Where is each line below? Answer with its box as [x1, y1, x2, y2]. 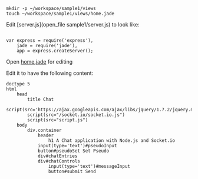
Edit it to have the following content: [6, 69, 94, 77]
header [37, 132, 54, 138]
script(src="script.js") [27, 117, 88, 123]
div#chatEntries [37, 153, 78, 159]
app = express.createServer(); [16, 48, 94, 54]
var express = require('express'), [6, 38, 94, 44]
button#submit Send [48, 168, 96, 174]
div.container [27, 127, 62, 133]
